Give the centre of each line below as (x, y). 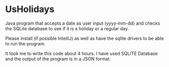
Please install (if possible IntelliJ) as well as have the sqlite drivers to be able (84, 38)
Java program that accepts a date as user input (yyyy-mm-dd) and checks (83, 23)
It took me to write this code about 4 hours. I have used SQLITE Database (81, 53)
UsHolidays (30, 9)
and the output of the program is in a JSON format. (58, 58)
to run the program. (25, 43)
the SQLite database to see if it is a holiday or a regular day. (67, 28)
